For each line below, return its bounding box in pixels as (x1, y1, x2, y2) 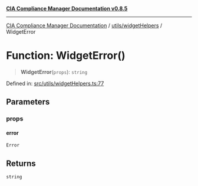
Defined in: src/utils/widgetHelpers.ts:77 (6, 80, 104, 87)
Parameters (6, 97, 50, 107)
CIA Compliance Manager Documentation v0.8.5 (6, 5, 128, 12)
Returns (6, 158, 37, 168)
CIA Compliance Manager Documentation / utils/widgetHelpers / (6, 22, 163, 29)
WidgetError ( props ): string (20, 68, 88, 76)
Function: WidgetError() (6, 49, 126, 63)
